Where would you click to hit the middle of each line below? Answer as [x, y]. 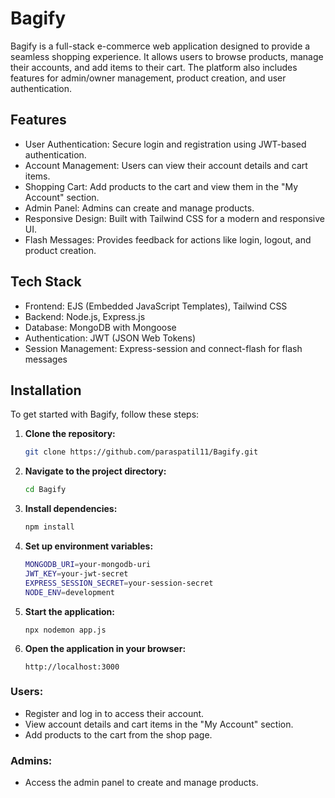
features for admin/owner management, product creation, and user [148, 78]
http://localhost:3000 [72, 667]
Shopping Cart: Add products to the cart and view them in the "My [161, 186]
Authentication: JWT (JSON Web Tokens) [110, 338]
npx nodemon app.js [65, 630]
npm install [49, 527]
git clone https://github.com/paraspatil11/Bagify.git [141, 452]
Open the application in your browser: [105, 648]
